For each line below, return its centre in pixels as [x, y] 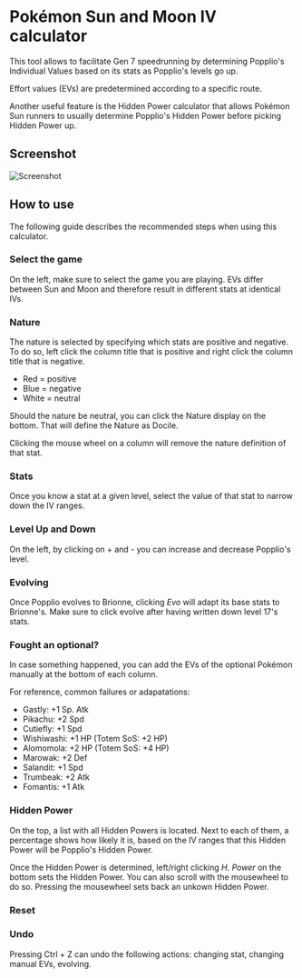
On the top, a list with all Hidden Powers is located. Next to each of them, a [149, 830]
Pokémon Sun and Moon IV [113, 17]
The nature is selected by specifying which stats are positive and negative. [149, 342]
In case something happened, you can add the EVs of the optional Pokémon [151, 664]
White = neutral [51, 398]
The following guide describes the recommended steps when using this [143, 226]
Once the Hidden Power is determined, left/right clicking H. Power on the [146, 867]
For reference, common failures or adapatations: [100, 692]
